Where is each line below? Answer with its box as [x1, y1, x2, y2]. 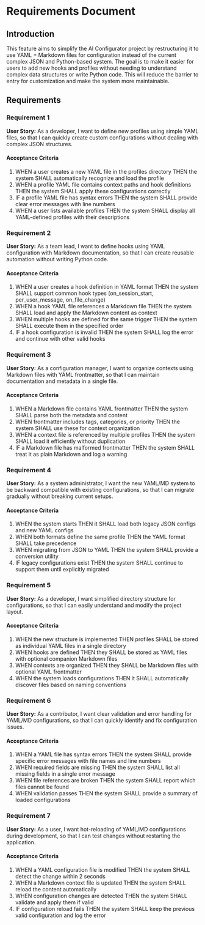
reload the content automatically [15, 885, 97, 893]
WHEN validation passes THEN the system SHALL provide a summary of [15, 790, 198, 797]
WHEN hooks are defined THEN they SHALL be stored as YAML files [15, 648, 187, 656]
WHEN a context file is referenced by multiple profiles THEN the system [15, 431, 196, 438]
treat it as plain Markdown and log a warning [15, 450, 128, 458]
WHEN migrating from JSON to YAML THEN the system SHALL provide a [15, 546, 198, 554]
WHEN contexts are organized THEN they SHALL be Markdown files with [15, 661, 199, 669]
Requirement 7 [6, 812, 51, 820]
